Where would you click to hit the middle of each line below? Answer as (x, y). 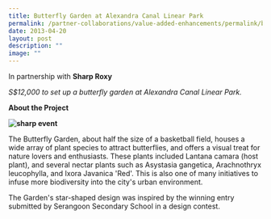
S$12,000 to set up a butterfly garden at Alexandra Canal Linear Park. (125, 92)
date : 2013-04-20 (38, 31)
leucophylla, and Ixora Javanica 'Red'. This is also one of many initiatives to (133, 173)
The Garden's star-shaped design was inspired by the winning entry (121, 198)
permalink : (27, 23)
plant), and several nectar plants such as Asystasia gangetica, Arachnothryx (135, 165)
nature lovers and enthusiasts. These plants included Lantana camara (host (133, 156)
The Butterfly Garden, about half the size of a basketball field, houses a (127, 139)
